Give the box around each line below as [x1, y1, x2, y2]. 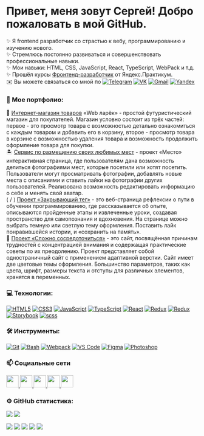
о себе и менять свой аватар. [6, 190, 83, 197]
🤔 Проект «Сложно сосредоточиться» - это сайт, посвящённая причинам [6, 235, 198, 242]
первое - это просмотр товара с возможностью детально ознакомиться [6, 122, 195, 130]
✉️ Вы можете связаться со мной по [6, 78, 101, 85]
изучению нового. [6, 44, 53, 51]
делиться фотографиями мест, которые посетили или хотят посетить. [6, 164, 188, 171]
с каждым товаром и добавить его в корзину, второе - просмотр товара [6, 129, 195, 136]
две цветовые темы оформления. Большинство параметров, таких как [6, 260, 191, 268]
